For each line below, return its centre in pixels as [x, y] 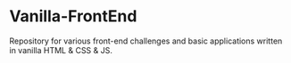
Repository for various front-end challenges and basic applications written [146, 41]
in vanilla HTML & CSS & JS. [61, 50]
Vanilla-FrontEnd [73, 16]
